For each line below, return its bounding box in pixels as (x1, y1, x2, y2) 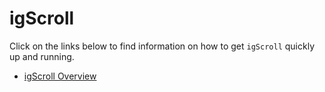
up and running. (9, 50, 75, 62)
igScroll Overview (23, 70, 97, 82)
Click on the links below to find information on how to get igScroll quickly (9, 40, 315, 52)
